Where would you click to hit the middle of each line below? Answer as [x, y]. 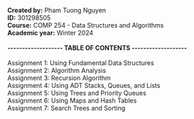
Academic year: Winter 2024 [50, 33]
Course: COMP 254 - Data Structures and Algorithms [86, 25]
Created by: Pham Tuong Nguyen [57, 10]
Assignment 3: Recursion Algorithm [59, 78]
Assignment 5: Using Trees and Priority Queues [77, 93]
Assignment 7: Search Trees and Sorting [66, 108]
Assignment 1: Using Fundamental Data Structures [81, 63]
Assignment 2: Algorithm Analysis [57, 70]
